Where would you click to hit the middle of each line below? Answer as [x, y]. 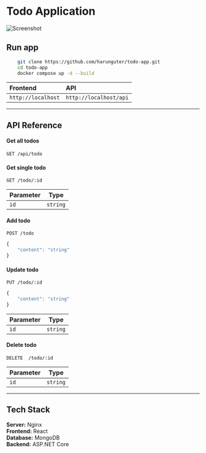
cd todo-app [32, 68]
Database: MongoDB [33, 438]
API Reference [34, 125]
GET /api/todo [25, 154]
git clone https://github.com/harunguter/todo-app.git [89, 62]
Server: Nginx [24, 424]
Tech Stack [28, 410]
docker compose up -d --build [56, 73]
